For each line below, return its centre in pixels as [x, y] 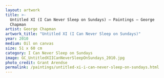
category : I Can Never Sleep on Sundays [49, 53]
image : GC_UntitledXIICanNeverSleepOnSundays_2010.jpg [65, 58]
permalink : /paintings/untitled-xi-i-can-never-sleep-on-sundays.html [82, 67]
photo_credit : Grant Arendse [36, 63]
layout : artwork [23, 10]
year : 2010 [17, 39]
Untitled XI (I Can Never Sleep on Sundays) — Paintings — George [82, 19]
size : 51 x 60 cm [24, 48]
